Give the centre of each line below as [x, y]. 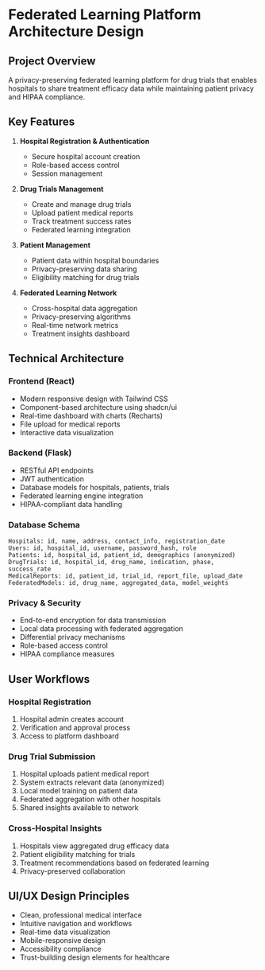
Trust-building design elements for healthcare [95, 957]
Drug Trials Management [61, 189]
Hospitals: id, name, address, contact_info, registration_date [117, 541]
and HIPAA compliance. [47, 97]
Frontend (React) [42, 381]
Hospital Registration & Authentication [84, 141]
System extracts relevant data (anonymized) [92, 782]
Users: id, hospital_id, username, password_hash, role [102, 548]
